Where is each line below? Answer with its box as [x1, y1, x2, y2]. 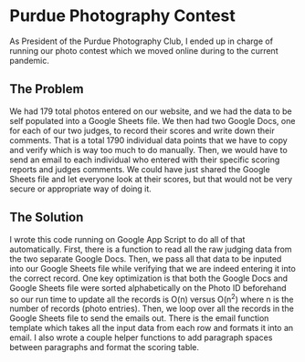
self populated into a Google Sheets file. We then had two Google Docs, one [9, 115, 296, 126]
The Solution [9, 210, 84, 225]
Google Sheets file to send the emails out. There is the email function [9, 313, 269, 324]
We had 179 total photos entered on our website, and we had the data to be [9, 106, 292, 117]
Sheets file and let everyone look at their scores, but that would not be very [9, 173, 293, 184]
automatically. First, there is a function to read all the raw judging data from [9, 243, 292, 254]
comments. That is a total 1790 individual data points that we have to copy [9, 134, 288, 146]
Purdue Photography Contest [9, 5, 236, 26]
